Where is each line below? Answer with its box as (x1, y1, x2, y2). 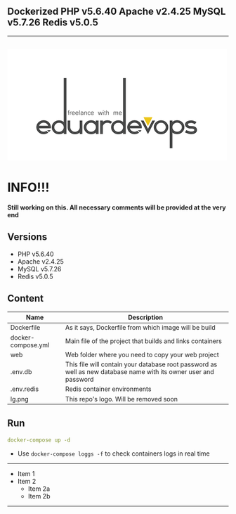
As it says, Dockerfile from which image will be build (65, 323, 216, 332)
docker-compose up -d (7, 436, 71, 444)
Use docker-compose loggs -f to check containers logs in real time (17, 449, 210, 458)
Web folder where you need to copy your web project (65, 350, 219, 359)
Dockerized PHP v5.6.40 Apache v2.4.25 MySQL (7, 6, 226, 18)
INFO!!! (7, 179, 50, 195)
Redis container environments (65, 385, 152, 393)
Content (7, 293, 44, 304)
